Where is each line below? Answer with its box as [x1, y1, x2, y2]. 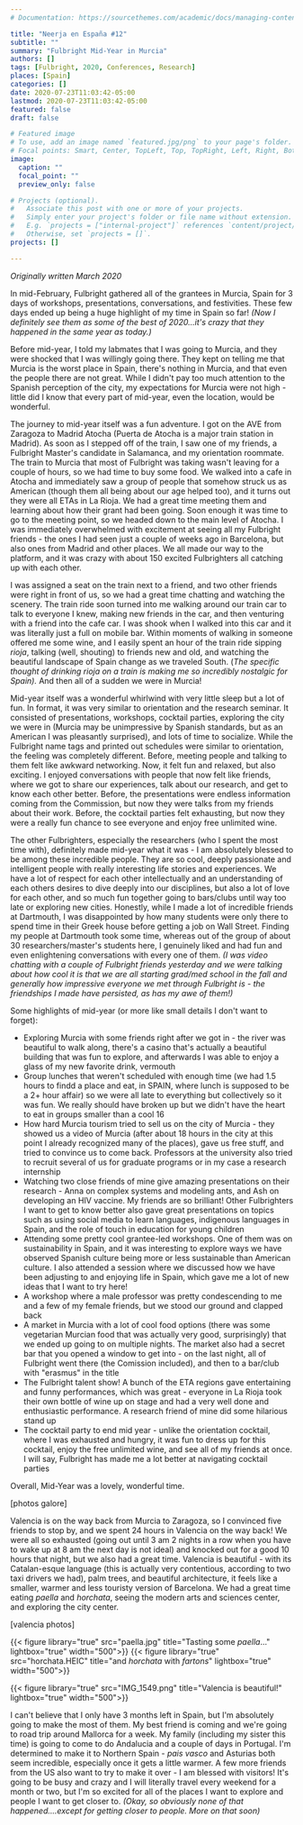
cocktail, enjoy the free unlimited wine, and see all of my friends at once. [22, 1443, 293, 1455]
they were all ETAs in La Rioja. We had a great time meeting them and [10, 495, 267, 505]
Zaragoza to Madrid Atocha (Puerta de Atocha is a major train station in [10, 428, 274, 439]
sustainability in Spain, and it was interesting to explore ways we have [22, 1242, 282, 1253]
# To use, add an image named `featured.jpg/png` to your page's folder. [10, 138, 293, 147]
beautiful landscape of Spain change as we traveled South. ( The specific [10, 656, 280, 667]
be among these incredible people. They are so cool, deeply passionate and [10, 853, 291, 865]
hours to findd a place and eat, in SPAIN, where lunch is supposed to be [22, 1080, 290, 1091]
